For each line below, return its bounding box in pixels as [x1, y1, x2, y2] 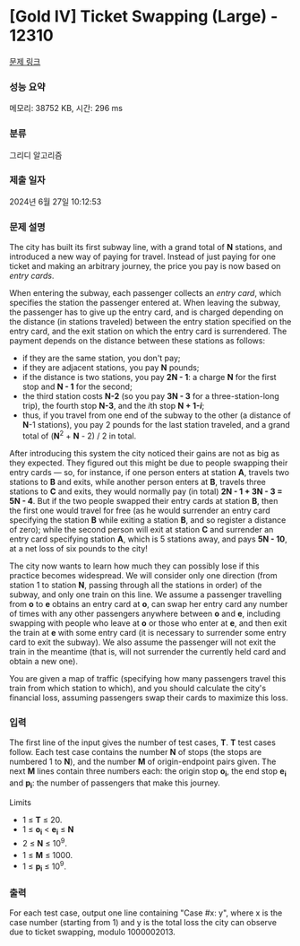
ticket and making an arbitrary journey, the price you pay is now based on [9, 261, 281, 272]
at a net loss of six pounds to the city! [9, 542, 148, 553]
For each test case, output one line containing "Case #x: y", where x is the [9, 907, 283, 918]
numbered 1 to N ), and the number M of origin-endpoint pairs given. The [9, 756, 277, 768]
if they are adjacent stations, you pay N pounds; [21, 362, 200, 373]
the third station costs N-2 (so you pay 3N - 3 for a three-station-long [21, 391, 279, 402]
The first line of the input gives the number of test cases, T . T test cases [9, 737, 276, 748]
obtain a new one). [9, 655, 79, 666]
